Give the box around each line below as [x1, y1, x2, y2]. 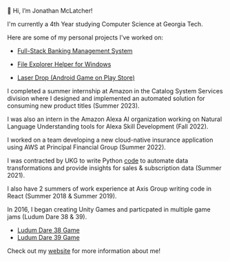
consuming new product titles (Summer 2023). [7, 102, 140, 110]
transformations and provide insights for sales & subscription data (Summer [7, 164, 222, 172]
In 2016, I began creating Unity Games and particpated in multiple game [7, 205, 211, 214]
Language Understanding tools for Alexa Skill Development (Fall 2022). [7, 122, 209, 131]
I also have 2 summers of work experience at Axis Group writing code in [7, 185, 212, 193]
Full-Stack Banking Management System [17, 47, 133, 55]
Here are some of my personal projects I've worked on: [7, 33, 164, 41]
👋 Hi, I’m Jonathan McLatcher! [7, 7, 93, 15]
